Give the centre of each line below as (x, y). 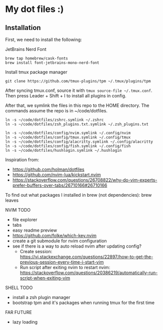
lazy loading (25, 322)
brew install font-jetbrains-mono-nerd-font (52, 63)
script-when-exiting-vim (45, 278)
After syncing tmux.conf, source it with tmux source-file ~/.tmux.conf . (79, 90)
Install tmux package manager (36, 72)
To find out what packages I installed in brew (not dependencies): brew (78, 195)
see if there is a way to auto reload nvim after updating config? (77, 246)
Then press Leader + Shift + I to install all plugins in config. (66, 96)
